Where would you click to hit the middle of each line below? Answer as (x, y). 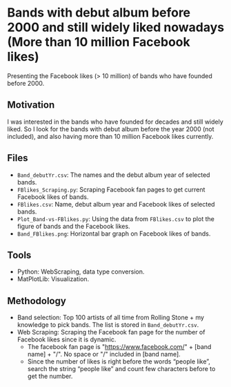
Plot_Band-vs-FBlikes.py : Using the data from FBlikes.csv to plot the (116, 218)
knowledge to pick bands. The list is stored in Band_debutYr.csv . (108, 325)
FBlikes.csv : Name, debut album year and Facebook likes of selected (116, 204)
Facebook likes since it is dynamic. (67, 339)
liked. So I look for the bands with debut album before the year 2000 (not (111, 129)
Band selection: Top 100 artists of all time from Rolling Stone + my (111, 318)
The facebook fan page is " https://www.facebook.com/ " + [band (119, 347)
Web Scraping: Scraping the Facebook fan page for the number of (111, 332)
